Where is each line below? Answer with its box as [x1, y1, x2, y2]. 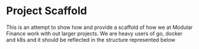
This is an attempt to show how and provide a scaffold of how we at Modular [6, 24, 193, 31]
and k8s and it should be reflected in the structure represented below [6, 36, 176, 43]
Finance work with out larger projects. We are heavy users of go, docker [6, 30, 183, 37]
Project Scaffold [6, 4, 87, 18]
